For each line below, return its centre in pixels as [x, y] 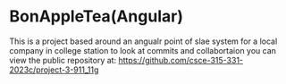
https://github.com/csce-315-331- [181, 60]
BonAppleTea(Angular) [96, 17]
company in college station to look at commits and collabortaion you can [143, 50]
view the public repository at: [63, 60]
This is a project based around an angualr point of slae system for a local [143, 41]
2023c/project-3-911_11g [54, 70]
